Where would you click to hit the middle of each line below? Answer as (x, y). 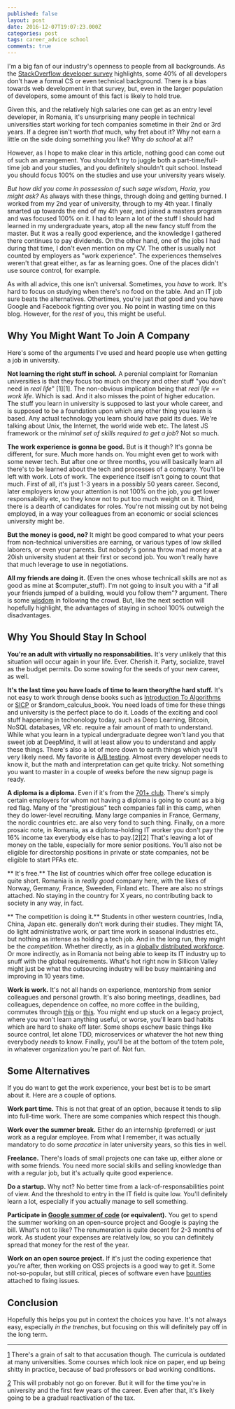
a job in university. (34, 360)
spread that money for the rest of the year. (68, 1245)
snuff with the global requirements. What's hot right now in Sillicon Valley (113, 961)
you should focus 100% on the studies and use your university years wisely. (116, 175)
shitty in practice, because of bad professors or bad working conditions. (111, 1370)
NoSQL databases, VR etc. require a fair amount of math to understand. (110, 727)
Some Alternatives (49, 1071)
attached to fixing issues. (44, 1281)
